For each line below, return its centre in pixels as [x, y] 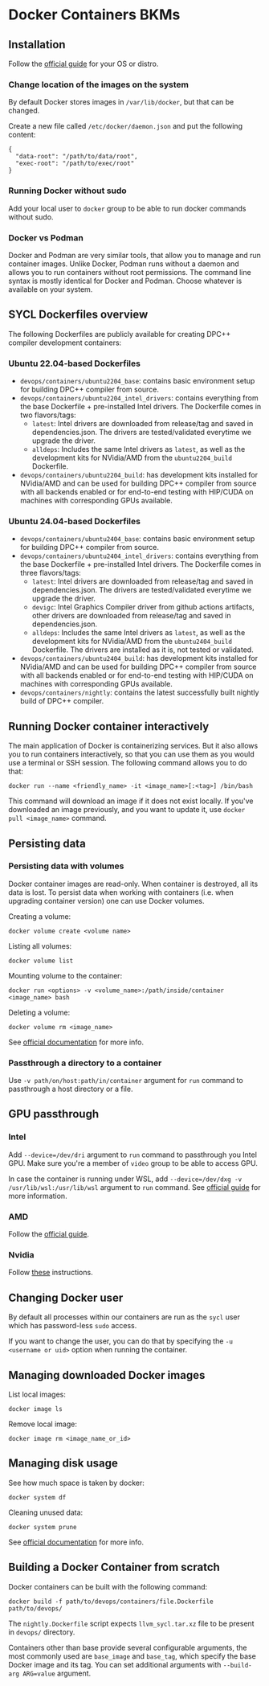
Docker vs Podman [46, 237]
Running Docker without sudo [67, 191]
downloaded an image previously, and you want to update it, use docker [127, 810]
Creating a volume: [40, 916]
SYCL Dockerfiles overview [78, 315]
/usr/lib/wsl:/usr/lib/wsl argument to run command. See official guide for [134, 1187]
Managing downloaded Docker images [107, 1375]
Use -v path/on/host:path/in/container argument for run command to [126, 1081]
